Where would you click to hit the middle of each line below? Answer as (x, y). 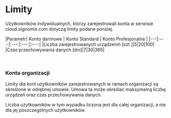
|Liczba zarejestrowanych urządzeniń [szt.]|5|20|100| (98, 44)
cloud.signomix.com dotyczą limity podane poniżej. (59, 29)
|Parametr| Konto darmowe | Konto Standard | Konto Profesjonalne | (77, 39)
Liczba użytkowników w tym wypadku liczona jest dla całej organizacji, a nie (86, 105)
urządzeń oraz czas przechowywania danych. (54, 95)
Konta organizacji (28, 73)
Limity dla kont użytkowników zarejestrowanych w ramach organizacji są (82, 84)
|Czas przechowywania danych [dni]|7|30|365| (55, 50)
